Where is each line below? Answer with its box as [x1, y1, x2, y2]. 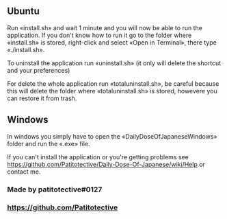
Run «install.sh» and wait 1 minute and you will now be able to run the [7, 23, 203, 32]
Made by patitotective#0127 [7, 185, 103, 194]
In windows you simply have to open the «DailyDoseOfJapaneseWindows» [7, 132, 217, 140]
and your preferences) [7, 66, 70, 74]
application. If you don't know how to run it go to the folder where [7, 31, 192, 39]
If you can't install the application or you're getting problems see [7, 152, 189, 161]
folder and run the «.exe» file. [7, 139, 90, 148]
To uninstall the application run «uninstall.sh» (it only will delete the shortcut [7, 58, 222, 67]
